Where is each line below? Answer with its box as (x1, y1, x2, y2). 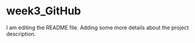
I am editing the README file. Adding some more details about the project (6, 24, 189, 31)
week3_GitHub (6, 4, 81, 18)
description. (6, 30, 36, 37)
